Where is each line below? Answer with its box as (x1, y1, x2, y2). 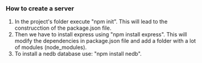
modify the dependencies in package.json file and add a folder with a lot (14, 38, 196, 45)
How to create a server (5, 4, 74, 13)
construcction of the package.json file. (14, 24, 112, 31)
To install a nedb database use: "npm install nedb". (14, 50, 142, 58)
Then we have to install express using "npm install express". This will (14, 31, 187, 38)
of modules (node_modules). (14, 44, 87, 51)
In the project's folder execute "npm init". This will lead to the (14, 18, 168, 25)
